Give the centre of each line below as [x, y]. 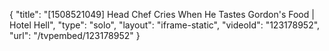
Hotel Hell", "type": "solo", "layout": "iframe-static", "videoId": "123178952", [165, 25]
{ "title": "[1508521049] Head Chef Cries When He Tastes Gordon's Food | [162, 14]
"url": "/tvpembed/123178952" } [75, 35]
